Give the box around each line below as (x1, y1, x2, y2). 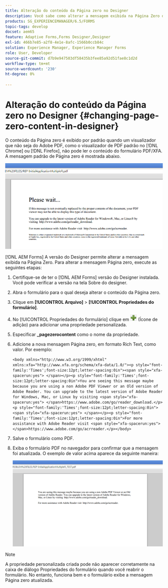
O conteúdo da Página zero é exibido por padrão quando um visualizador (5, 137, 156, 143)
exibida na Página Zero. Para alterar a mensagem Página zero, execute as (5, 259, 157, 266)
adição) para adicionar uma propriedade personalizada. (12, 322, 127, 328)
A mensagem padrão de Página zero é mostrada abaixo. (5, 153, 121, 159)
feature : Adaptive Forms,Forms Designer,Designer (5, 35, 111, 40)
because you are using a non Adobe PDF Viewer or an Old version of (12, 384, 158, 389)
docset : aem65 (5, 29, 35, 35)
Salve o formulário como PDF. (12, 435, 74, 441)
